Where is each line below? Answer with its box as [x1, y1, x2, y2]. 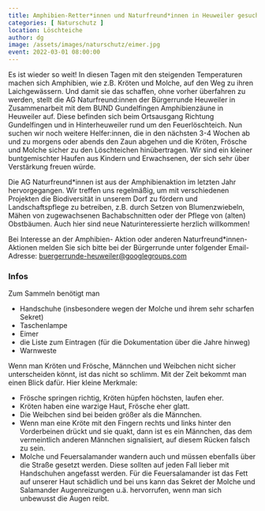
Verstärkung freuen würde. [8, 162, 96, 171]
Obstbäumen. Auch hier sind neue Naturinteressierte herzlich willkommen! [8, 219, 250, 229]
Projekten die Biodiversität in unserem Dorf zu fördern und [8, 194, 199, 203]
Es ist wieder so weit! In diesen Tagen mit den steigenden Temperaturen [8, 70, 243, 79]
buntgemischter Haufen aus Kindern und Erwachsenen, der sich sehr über [8, 154, 250, 162]
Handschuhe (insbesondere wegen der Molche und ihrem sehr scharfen [19, 304, 255, 314]
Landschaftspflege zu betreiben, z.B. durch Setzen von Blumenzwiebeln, [8, 203, 245, 211]
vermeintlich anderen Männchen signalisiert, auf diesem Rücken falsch [19, 435, 250, 445]
